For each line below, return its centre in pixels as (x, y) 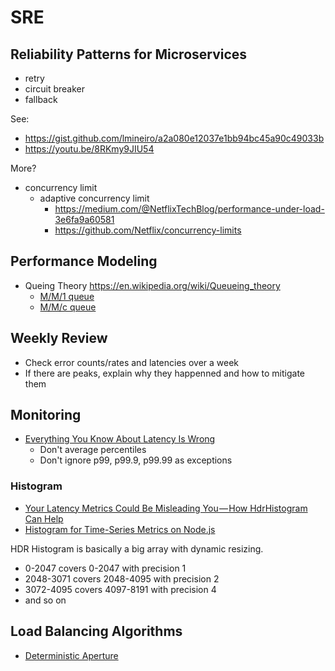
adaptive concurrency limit (94, 198)
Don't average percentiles (93, 450)
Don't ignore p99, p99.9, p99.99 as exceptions (136, 460)
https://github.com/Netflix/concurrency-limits (148, 230)
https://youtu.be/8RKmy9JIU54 (89, 149)
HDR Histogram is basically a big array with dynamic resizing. (137, 548)
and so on (45, 600)
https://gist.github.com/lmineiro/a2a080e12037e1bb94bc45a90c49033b (174, 138)
